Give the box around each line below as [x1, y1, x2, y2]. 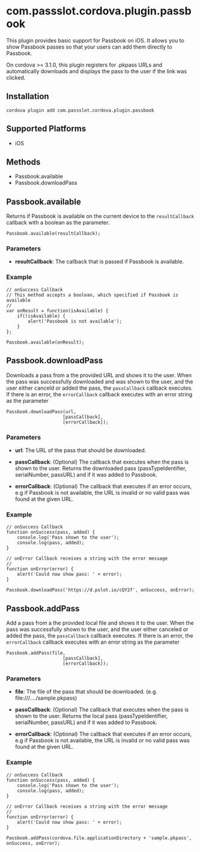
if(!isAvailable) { [17, 313, 66, 319]
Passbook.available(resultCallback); [6, 231, 101, 237]
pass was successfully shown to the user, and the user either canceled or [6, 626, 189, 633]
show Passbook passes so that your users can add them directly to [6, 43, 172, 50]
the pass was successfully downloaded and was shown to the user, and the [6, 378, 193, 385]
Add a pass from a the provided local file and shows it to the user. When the [6, 620, 194, 626]
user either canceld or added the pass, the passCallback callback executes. [6, 384, 193, 391]
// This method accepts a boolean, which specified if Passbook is [6, 292, 179, 298]
